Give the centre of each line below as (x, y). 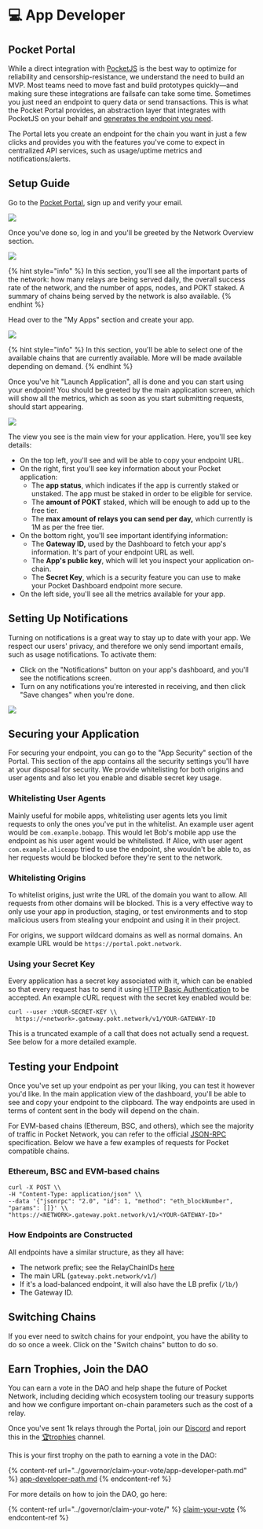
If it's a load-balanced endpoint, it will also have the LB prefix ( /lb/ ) (129, 1284)
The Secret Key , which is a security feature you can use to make (136, 577)
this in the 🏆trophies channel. (57, 1437)
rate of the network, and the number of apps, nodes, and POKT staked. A (126, 287)
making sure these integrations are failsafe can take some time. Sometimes (130, 94)
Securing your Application (74, 734)
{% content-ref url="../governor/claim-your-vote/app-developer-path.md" (128, 1471)
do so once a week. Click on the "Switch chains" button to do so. (113, 1344)
